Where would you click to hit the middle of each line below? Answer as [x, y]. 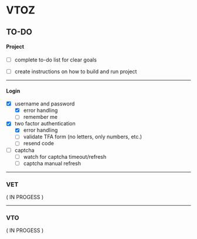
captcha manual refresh [52, 163]
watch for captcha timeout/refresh [65, 156]
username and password [45, 104]
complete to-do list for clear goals [55, 60]
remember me [40, 117]
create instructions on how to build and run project [76, 71]
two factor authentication [45, 124]
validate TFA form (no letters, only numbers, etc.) [83, 137]
